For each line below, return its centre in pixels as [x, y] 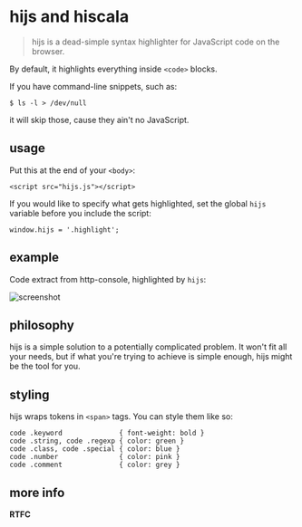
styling [29, 394]
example [34, 258]
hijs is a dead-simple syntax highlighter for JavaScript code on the [156, 42]
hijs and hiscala [69, 17]
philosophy [42, 325]
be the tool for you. [45, 366]
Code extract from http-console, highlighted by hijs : [108, 279]
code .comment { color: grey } [95, 465]
